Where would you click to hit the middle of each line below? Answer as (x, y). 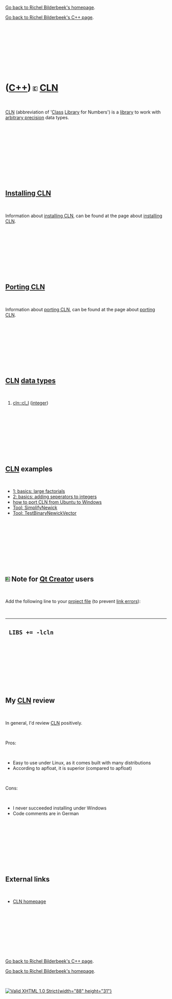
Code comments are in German (46, 813)
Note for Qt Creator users (52, 579)
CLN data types (31, 380)
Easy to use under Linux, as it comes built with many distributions (82, 763)
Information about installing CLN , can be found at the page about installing (84, 216)
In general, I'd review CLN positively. (44, 723)
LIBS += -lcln (31, 633)
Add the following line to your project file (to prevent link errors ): (73, 601)
